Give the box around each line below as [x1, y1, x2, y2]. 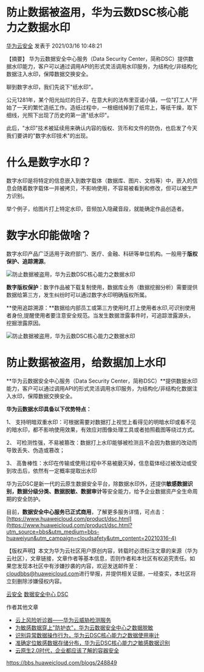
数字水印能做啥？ [6, 229, 92, 242]
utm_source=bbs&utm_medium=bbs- [6, 528, 100, 535]
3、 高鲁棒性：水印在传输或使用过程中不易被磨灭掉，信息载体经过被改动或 [6, 459, 192, 467]
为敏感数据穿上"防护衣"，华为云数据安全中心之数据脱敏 [15, 624, 154, 631]
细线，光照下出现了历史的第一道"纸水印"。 [6, 111, 113, 119]
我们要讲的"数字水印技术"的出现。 [6, 132, 92, 139]
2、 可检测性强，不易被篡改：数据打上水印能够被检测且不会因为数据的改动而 [6, 439, 197, 446]
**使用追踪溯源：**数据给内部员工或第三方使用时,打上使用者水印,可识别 [6, 304, 185, 311]
